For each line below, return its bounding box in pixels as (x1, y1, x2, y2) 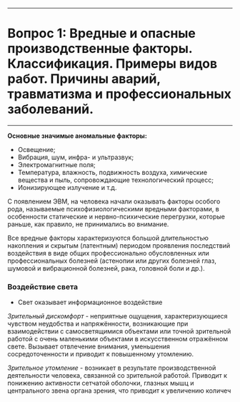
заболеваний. (7, 101, 94, 118)
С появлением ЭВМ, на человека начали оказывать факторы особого (7, 197, 221, 206)
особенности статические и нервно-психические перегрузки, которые (7, 212, 225, 221)
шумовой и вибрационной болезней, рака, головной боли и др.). (7, 263, 205, 272)
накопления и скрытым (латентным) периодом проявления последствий (7, 241, 231, 250)
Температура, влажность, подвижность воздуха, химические (17, 168, 208, 176)
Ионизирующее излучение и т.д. (17, 183, 117, 191)
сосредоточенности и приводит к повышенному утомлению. (7, 350, 194, 358)
